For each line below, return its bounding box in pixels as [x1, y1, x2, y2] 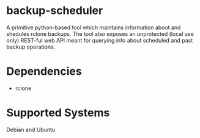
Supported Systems [6, 106, 110, 120]
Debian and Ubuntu [6, 126, 56, 133]
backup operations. [6, 43, 56, 50]
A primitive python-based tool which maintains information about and [6, 24, 181, 31]
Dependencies [6, 64, 82, 78]
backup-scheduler [6, 4, 103, 18]
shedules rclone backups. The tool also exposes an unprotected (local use [6, 30, 194, 37]
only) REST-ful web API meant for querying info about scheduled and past [6, 36, 193, 44]
